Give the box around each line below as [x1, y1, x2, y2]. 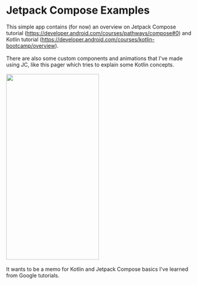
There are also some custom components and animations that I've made [6, 55, 183, 62]
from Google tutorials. [6, 271, 60, 279]
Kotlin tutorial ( [6, 36, 42, 43]
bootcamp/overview [6, 42, 55, 49]
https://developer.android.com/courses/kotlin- [41, 36, 155, 43]
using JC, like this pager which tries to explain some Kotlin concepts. [6, 61, 174, 68]
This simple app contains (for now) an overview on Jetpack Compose [6, 23, 176, 30]
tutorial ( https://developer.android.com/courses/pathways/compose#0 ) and [6, 29, 192, 36]
